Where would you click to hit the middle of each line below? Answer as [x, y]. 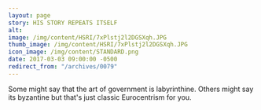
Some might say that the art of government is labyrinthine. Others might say [131, 89]
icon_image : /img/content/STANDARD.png [74, 52]
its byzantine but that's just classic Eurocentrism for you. [100, 97]
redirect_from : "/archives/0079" [63, 67]
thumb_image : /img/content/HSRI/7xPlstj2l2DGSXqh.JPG [98, 45]
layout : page [29, 15]
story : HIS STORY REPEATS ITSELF [63, 23]
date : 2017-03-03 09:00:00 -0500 [63, 60]
